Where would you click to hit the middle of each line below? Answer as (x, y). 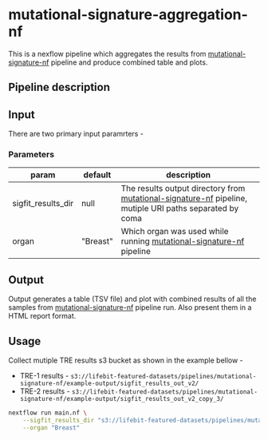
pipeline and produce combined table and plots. (129, 62)
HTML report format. (42, 316)
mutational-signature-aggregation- (128, 15)
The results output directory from (183, 188)
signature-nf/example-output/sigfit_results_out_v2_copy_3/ (122, 399)
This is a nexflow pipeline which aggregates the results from (107, 54)
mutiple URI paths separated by (180, 208)
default (97, 175)
